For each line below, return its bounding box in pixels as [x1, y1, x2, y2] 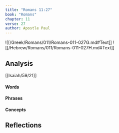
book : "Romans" [5, 12, 37, 17]
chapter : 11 [5, 16, 30, 21]
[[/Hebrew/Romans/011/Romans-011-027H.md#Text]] [5, 45, 115, 51]
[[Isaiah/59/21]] [5, 72, 37, 78]
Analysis [5, 59, 33, 68]
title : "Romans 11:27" [5, 7, 52, 12]
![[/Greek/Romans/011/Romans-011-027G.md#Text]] [5, 39, 112, 45]
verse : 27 [5, 21, 26, 26]
